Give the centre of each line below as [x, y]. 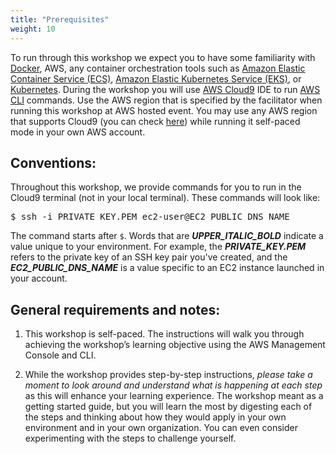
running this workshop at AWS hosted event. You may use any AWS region [164, 110]
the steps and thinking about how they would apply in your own [155, 417]
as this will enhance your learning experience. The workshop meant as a [174, 396]
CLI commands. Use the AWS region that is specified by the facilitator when [166, 100]
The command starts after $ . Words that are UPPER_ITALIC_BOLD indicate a [167, 236]
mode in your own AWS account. [78, 132]
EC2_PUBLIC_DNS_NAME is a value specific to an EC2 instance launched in [167, 268]
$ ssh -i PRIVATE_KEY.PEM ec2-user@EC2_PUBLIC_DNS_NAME [150, 217]
